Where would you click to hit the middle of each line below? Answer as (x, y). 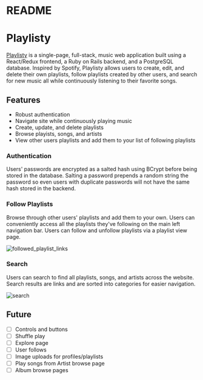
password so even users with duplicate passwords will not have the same (98, 182)
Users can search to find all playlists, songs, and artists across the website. (100, 277)
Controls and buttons (41, 329)
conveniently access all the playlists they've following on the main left (93, 224)
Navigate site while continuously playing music (73, 121)
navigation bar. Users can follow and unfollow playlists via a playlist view (97, 230)
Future (19, 315)
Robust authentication (42, 114)
